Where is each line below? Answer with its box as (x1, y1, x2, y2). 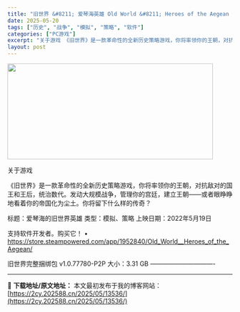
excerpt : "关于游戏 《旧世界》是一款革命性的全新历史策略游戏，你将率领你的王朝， (7, 37, 224, 44)
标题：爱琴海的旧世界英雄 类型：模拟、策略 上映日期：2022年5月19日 (7, 214, 212, 222)
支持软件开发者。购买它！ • (7, 229, 88, 237)
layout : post (7, 43, 46, 51)
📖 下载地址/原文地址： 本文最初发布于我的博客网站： (7, 281, 162, 289)
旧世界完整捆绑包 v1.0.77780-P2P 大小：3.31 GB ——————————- (7, 259, 216, 268)
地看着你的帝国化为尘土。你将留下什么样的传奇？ (7, 199, 151, 207)
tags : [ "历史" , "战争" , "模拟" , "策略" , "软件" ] (7, 24, 144, 31)
